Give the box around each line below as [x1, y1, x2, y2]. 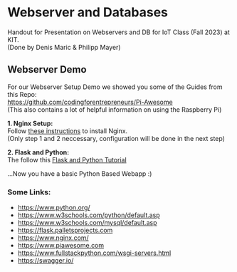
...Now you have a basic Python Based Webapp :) [7, 169, 152, 178]
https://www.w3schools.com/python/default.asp [17, 211, 160, 219]
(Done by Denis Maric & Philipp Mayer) [7, 43, 121, 51]
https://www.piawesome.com [17, 241, 105, 250]
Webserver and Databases [7, 4, 169, 21]
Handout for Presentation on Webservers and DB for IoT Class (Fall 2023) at [7, 28, 230, 36]
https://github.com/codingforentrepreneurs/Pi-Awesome [7, 98, 173, 106]
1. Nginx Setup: [7, 119, 53, 127]
